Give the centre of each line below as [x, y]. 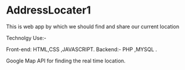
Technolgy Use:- [26, 38]
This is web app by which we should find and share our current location [93, 26]
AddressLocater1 [48, 10]
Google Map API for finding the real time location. [66, 61]
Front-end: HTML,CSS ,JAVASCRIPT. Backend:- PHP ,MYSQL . [82, 49]
